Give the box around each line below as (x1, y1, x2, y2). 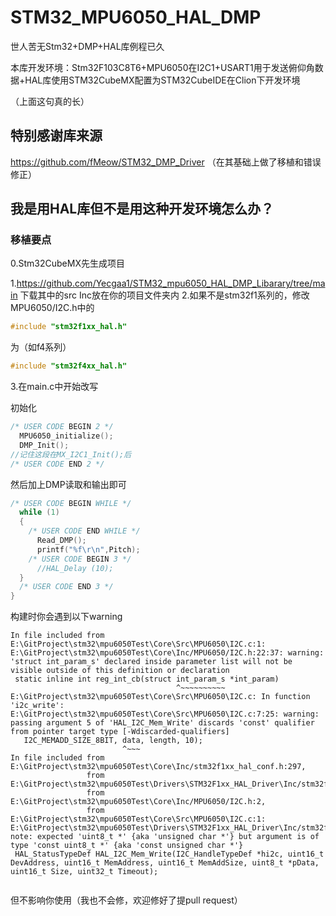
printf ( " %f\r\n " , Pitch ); (36, 544, 141, 555)
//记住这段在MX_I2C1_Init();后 (10, 449, 132, 460)
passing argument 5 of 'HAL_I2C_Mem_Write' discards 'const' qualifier (10, 718, 315, 728)
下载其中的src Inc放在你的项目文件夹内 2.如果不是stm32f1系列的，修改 (19, 289, 310, 301)
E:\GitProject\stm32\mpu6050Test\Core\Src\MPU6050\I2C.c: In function (10, 692, 311, 702)
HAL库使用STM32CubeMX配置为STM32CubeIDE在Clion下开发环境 (24, 74, 301, 86)
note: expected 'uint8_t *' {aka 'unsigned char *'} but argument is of (10, 832, 320, 842)
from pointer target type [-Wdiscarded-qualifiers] (10, 727, 230, 737)
